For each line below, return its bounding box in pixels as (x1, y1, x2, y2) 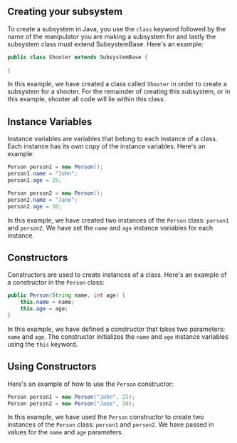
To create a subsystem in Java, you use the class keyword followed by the (7, 24, 226, 33)
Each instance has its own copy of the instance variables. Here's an (7, 142, 206, 151)
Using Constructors (7, 360, 97, 373)
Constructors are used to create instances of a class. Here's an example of (7, 270, 227, 279)
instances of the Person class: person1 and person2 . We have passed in (7, 420, 214, 429)
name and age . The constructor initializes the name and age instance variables (7, 332, 229, 341)
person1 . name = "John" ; (7, 170, 78, 178)
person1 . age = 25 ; (7, 177, 62, 184)
